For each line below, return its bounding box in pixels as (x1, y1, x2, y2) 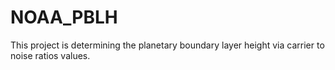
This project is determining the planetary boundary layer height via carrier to (10, 39, 325, 51)
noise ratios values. (10, 49, 91, 61)
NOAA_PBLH (10, 6, 118, 29)
